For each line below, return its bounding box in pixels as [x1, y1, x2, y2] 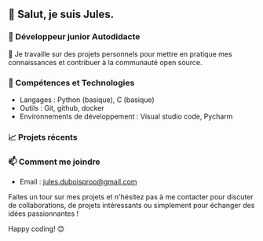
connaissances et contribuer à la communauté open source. [8, 57, 203, 67]
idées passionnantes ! [8, 209, 79, 218]
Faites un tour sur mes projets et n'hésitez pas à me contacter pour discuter [8, 192, 254, 202]
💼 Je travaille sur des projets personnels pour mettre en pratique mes [8, 49, 233, 59]
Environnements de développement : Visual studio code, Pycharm [19, 111, 233, 121]
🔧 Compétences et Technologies [8, 77, 135, 88]
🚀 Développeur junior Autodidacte [8, 31, 141, 42]
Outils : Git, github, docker [19, 103, 104, 112]
